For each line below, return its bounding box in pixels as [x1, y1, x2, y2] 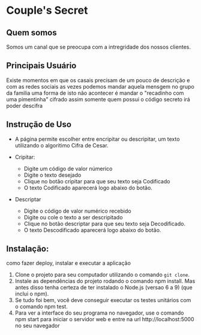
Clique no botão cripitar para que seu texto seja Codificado [23, 177, 170, 185]
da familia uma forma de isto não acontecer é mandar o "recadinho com [6, 89, 184, 96]
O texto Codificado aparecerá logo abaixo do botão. [23, 184, 153, 191]
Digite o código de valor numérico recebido [23, 207, 131, 215]
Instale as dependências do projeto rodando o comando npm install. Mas [14, 277, 196, 285]
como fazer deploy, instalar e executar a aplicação [6, 259, 131, 267]
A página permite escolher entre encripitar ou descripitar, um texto [14, 135, 180, 143]
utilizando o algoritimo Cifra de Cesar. [14, 141, 109, 149]
